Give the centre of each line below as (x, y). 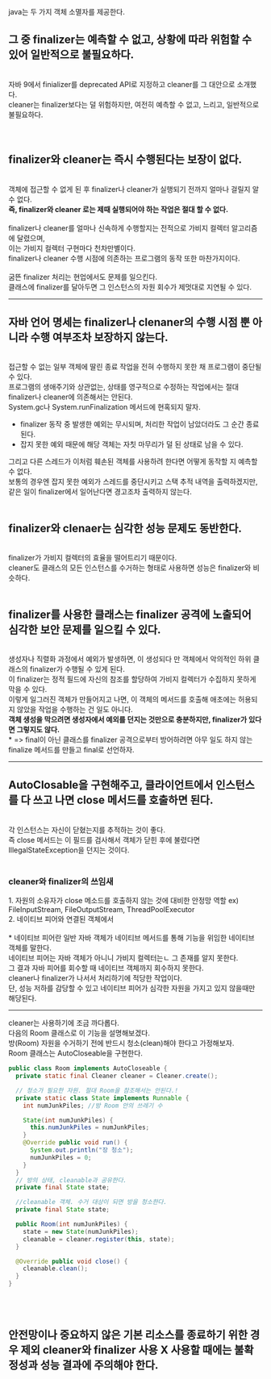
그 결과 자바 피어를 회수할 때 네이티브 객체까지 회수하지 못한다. (106, 968)
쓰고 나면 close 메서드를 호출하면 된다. (123, 800)
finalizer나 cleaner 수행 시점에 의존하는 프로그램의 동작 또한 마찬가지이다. (124, 258)
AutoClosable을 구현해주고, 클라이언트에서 (111, 785)
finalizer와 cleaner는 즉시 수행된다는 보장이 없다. (125, 160)
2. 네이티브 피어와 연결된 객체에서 (61, 919)
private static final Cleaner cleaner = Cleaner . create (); (117, 1076)
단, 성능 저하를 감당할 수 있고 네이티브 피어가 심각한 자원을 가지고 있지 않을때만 (132, 988)
